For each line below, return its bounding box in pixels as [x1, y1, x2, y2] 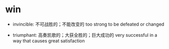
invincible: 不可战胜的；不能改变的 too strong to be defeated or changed [12, 21, 164, 27]
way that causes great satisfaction [12, 37, 85, 44]
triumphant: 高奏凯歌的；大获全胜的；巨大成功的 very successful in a [12, 32, 158, 38]
